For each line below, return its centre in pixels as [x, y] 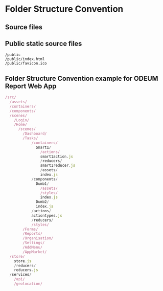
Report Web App [31, 86]
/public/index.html [25, 59]
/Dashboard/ [35, 134]
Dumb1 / [43, 184]
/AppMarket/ [35, 252]
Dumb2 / [43, 202]
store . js [23, 261]
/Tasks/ [30, 138]
